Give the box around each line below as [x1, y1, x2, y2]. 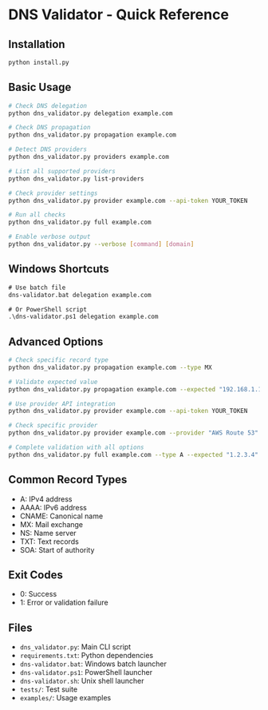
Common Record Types [8, 473, 128, 486]
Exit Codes [8, 569, 64, 582]
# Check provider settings [8, 189, 98, 197]
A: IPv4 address [19, 494, 73, 504]
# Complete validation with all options [8, 443, 145, 452]
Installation [8, 38, 65, 51]
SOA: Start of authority [19, 545, 95, 554]
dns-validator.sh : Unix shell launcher [19, 676, 145, 686]
